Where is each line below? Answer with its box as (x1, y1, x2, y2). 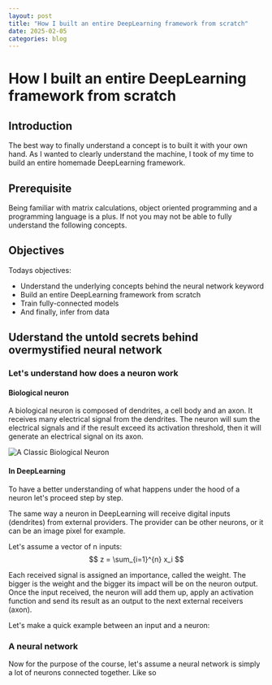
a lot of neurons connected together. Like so (8, 667, 157, 677)
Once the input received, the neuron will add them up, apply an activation (8, 587, 254, 597)
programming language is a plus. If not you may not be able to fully (8, 212, 233, 222)
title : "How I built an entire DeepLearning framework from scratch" (8, 20, 249, 28)
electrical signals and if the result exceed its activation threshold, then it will (8, 423, 261, 433)
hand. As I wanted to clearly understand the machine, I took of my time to (8, 150, 254, 159)
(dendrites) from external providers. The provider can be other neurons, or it (8, 517, 264, 527)
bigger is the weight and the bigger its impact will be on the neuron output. (8, 579, 258, 588)
